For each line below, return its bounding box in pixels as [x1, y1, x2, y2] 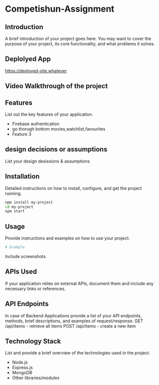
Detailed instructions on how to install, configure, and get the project [5, 185, 142, 191]
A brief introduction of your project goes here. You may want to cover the [5, 36, 152, 41]
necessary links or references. [5, 286, 66, 292]
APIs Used [5, 268, 37, 276]
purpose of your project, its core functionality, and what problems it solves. [5, 41, 155, 47]
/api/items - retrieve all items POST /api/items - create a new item [5, 323, 136, 329]
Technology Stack [5, 337, 61, 345]
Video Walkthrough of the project [5, 82, 108, 91]
